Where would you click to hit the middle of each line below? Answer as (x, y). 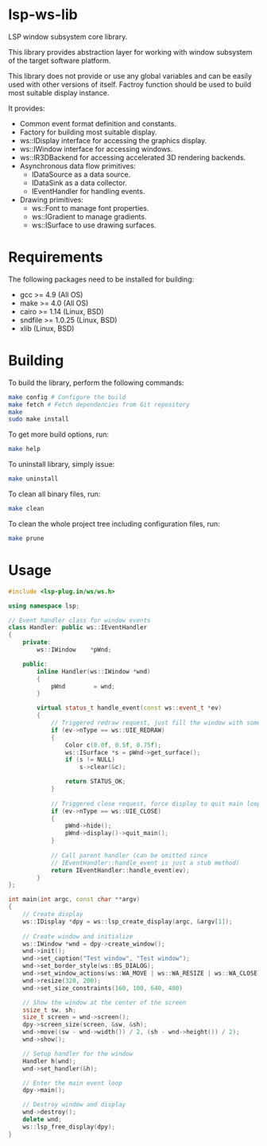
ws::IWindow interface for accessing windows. (96, 149)
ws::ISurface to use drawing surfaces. (94, 225)
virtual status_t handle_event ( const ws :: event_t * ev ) (130, 708)
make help (25, 449)
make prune (26, 538)
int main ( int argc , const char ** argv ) (74, 899)
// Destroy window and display (74, 1105)
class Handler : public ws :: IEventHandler (78, 627)
